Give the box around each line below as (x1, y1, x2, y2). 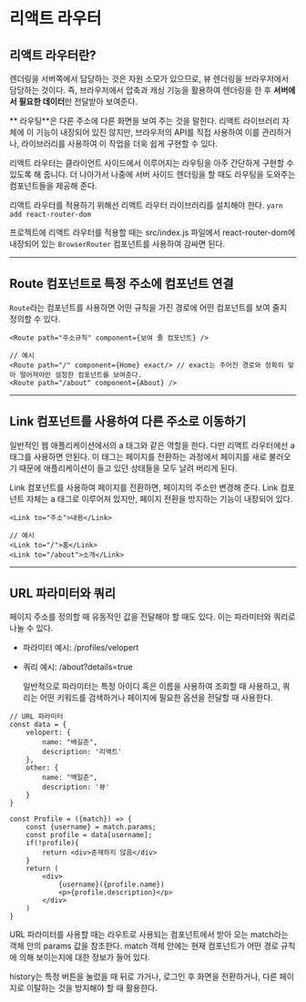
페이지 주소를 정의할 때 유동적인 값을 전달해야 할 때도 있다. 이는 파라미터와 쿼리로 (9, 611, 296, 622)
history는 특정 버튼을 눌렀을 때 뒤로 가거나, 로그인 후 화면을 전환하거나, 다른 (9, 971, 278, 982)
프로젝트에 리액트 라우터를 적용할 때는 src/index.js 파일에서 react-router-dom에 (9, 227, 296, 238)
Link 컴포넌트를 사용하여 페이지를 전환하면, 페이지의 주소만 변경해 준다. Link (9, 482, 279, 493)
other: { (25, 763, 59, 772)
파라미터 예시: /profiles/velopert (22, 642, 139, 653)
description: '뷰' (42, 782, 110, 792)
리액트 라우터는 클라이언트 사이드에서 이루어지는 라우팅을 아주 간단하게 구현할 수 (9, 158, 294, 169)
